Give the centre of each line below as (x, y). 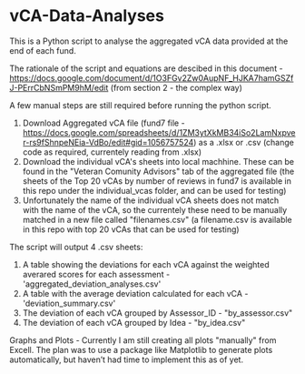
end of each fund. (43, 50)
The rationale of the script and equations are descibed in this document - (146, 68)
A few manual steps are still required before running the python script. (141, 105)
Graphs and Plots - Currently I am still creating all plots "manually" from (143, 340)
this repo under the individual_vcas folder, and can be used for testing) (154, 190)
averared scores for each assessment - (96, 274)
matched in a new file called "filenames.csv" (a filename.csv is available (157, 219)
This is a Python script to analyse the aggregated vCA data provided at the (149, 41)
